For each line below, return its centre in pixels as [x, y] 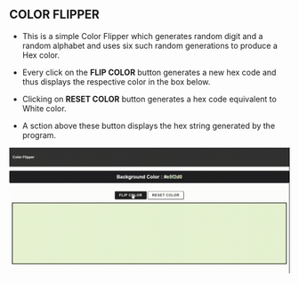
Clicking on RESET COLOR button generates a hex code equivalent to [149, 99]
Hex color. [41, 55]
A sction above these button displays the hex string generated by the [149, 125]
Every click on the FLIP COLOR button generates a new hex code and [149, 72]
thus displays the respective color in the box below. [116, 81]
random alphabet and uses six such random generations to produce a [150, 45]
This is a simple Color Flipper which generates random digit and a [142, 36]
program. [39, 135]
